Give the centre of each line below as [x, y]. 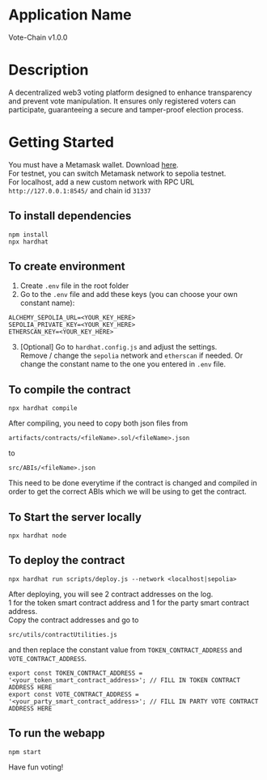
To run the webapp [57, 733]
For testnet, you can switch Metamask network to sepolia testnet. [117, 173]
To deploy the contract [67, 560]
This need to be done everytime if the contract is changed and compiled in [133, 483]
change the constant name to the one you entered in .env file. [123, 364]
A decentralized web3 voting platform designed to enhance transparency [130, 92]
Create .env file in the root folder [74, 286]
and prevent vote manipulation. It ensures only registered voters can [122, 101]
